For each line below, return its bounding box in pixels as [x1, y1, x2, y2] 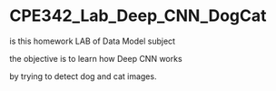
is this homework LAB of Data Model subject [9, 35, 175, 46]
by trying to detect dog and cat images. [9, 70, 157, 82]
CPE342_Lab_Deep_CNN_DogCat [9, 5, 267, 26]
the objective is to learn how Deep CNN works [9, 53, 183, 64]
